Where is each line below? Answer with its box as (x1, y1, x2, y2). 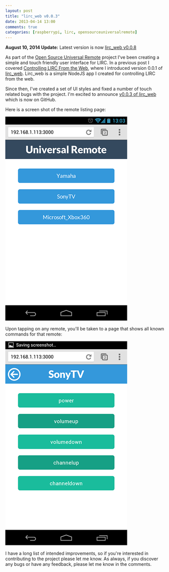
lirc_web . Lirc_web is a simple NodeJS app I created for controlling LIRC (5, 70, 156, 76)
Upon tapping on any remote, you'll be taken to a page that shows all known (5, 326, 164, 332)
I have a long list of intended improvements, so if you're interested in (5, 551, 149, 557)
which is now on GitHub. (5, 97, 57, 103)
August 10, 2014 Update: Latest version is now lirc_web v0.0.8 (5, 44, 137, 50)
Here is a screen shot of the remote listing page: (5, 107, 106, 113)
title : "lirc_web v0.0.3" (5, 13, 60, 19)
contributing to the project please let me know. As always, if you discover (5, 556, 158, 562)
